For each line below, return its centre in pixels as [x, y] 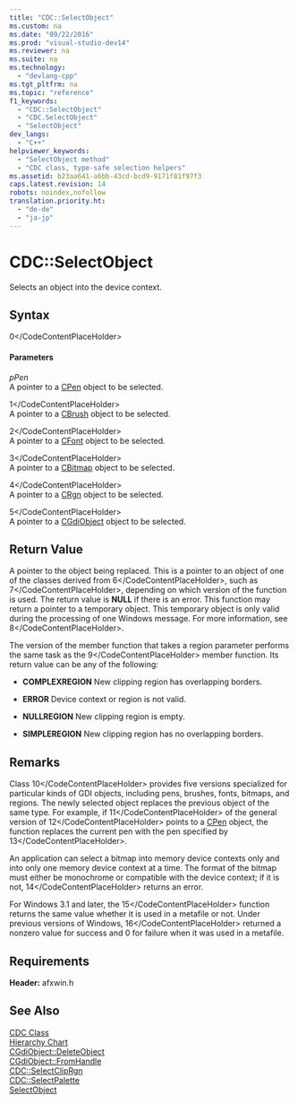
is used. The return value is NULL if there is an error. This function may [140, 600]
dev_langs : [30, 135]
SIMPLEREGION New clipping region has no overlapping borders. [143, 734]
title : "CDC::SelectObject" [62, 17]
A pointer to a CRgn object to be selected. [86, 494]
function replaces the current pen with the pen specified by [119, 831]
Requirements [49, 961]
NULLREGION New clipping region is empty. [103, 717]
